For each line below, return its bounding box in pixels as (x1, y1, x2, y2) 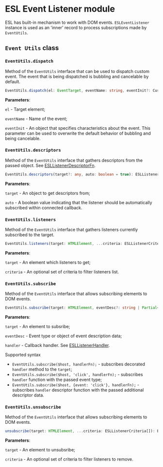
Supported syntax (5, 352, 41, 358)
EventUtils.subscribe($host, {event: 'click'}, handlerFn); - (12, 382, 140, 388)
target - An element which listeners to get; (5, 259, 91, 265)
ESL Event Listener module (5, 3, 115, 15)
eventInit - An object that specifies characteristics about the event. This (5, 125, 150, 131)
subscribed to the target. (5, 232, 55, 238)
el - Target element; (5, 106, 46, 112)
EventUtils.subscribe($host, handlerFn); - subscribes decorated (12, 361, 146, 367)
